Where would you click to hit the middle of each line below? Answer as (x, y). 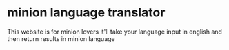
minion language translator (86, 13)
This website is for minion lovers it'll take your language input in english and (115, 32)
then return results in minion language (61, 38)
